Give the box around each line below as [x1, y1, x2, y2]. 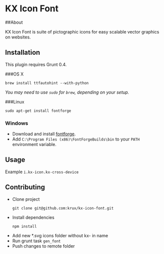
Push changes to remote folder [12, 243, 75, 249]
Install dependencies [12, 214, 55, 220]
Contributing [5, 183, 45, 191]
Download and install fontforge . [12, 131, 76, 137]
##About [5, 19, 23, 25]
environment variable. [12, 142, 56, 147]
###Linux [5, 99, 25, 105]
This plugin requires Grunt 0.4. [5, 61, 67, 67]
